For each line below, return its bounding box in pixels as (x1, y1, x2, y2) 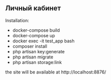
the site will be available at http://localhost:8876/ (5, 69, 106, 75)
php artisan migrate (12, 54, 53, 60)
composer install (12, 43, 47, 49)
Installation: (5, 17, 29, 23)
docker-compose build (12, 27, 60, 33)
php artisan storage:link (12, 59, 62, 65)
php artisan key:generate (12, 48, 65, 54)
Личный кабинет (5, 4, 62, 13)
